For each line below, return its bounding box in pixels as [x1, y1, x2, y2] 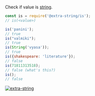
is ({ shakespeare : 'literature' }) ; [5, 54, 76, 59]
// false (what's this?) [5, 68, 56, 73]
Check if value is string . [5, 4, 53, 10]
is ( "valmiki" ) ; [5, 36, 36, 41]
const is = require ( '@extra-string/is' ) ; [5, 14, 91, 19]
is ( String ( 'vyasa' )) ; [5, 45, 49, 50]
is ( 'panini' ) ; [5, 27, 34, 32]
